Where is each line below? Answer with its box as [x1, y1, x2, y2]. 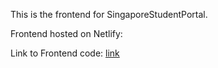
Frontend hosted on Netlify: [10, 28, 123, 39]
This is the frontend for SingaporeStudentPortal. [10, 9, 208, 20]
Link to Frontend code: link [10, 47, 120, 59]
